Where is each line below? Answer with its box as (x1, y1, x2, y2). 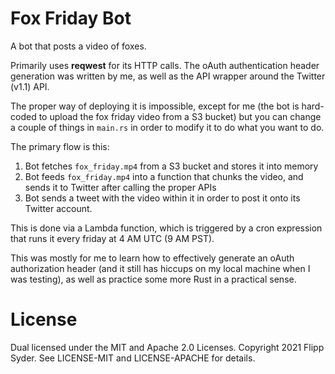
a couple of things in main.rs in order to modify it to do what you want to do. (10, 121, 325, 133)
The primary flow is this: (10, 140, 110, 152)
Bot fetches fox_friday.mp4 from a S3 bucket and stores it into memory (24, 160, 319, 172)
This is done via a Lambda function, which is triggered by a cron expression (10, 222, 323, 234)
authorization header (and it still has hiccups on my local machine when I (10, 262, 311, 274)
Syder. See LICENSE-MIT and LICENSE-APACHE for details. (10, 352, 256, 364)
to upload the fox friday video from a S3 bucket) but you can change (38, 110, 322, 122)
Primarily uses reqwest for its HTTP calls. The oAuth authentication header (10, 59, 320, 71)
